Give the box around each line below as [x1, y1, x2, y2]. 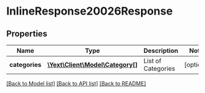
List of [143, 57, 162, 65]
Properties [6, 29, 48, 39]
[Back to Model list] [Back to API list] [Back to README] [6, 80, 146, 87]
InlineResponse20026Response [6, 4, 173, 18]
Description [143, 47, 179, 55]
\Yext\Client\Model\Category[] [47, 61, 138, 69]
